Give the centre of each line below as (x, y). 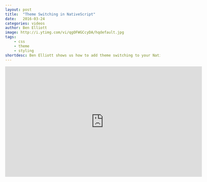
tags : (11, 37)
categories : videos (25, 23)
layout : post (18, 10)
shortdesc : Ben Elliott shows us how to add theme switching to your (78, 55)
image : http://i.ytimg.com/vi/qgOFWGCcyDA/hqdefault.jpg (65, 32)
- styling (24, 51)
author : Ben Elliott (26, 28)
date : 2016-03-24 (25, 19)
